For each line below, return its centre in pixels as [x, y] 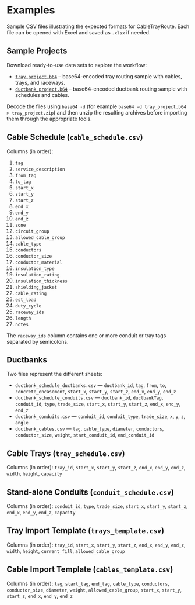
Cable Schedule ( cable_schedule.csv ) [75, 137]
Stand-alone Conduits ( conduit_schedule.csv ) [90, 492]
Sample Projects [37, 51]
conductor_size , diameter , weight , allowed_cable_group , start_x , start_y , [94, 590]
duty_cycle [28, 306]
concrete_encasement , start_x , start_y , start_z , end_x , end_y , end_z [95, 392]
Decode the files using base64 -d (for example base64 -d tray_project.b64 [97, 106]
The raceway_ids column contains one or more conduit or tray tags [86, 335]
